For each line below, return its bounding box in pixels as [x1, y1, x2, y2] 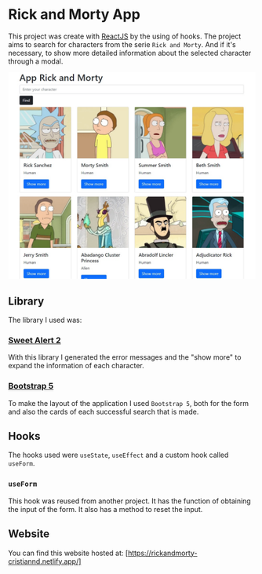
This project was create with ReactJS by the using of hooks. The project [8, 31, 242, 41]
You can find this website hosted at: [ [8, 548, 129, 558]
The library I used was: [8, 316, 82, 325]
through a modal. [8, 57, 64, 66]
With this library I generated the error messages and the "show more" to [8, 353, 242, 362]
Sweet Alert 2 [8, 335, 61, 345]
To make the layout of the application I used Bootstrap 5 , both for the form [8, 398, 249, 408]
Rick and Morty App [8, 5, 141, 24]
